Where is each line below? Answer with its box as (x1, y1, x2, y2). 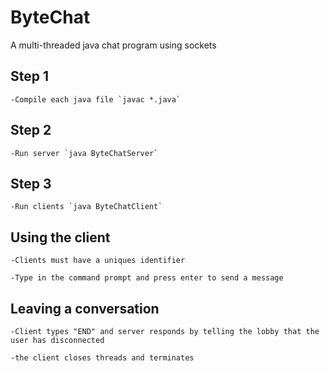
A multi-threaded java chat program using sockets (10, 39, 217, 51)
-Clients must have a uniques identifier (10, 256, 186, 266)
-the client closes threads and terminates (10, 353, 195, 363)
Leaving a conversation (10, 300, 160, 317)
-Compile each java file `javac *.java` (10, 94, 182, 105)
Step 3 (10, 175, 52, 192)
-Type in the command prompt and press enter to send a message (10, 273, 284, 283)
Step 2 (10, 122, 52, 139)
